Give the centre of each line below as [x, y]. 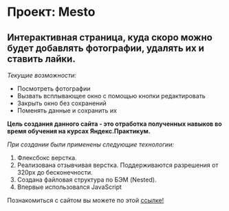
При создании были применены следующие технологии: [90, 144]
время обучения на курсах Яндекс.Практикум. [79, 131]
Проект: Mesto [51, 12]
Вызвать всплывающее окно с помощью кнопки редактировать [111, 96]
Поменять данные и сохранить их [67, 110]
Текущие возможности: [42, 75]
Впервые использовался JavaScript [69, 187]
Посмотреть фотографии [54, 89]
